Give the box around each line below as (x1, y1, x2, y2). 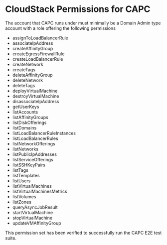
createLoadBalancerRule (12, 56, 63, 62)
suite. (5, 235, 16, 241)
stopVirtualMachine (12, 215, 53, 221)
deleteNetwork (12, 77, 43, 83)
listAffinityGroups (12, 114, 48, 120)
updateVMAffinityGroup (12, 220, 61, 226)
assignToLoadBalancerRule (12, 35, 68, 41)
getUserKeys (12, 104, 39, 110)
